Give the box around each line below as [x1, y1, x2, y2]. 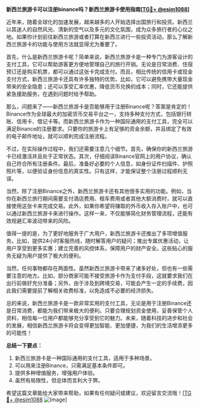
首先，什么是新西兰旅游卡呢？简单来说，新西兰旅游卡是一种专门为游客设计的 [6, 53, 193, 60]
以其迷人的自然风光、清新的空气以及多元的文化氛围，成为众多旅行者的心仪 [6, 26, 188, 33]
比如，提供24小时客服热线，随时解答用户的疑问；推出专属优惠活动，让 [16, 237, 190, 244]
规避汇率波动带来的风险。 [11, 217, 74, 224]
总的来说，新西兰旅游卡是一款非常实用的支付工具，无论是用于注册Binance [6, 300, 187, 306]
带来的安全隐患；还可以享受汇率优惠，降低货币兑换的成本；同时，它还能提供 [6, 83, 193, 90]
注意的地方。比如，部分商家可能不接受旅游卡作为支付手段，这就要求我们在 [11, 272, 193, 279]
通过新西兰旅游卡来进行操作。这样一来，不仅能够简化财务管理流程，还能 [11, 210, 188, 217]
